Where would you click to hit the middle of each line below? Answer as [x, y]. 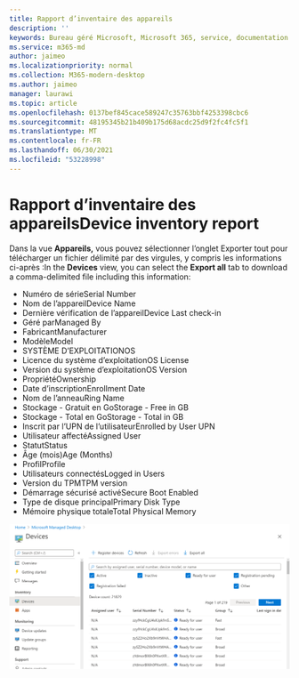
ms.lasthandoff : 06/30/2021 [61, 150]
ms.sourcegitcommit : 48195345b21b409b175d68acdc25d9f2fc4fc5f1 [129, 122]
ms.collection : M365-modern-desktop [77, 76]
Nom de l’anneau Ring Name [73, 398]
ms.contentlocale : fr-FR [55, 141]
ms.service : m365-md [48, 47]
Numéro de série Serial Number [79, 294]
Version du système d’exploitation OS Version [105, 369]
